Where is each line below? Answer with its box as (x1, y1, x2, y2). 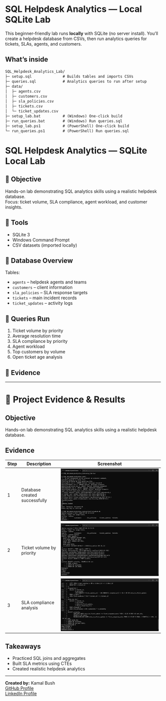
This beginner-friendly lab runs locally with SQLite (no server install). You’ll (5, 30, 158, 36)
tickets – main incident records (12, 295, 77, 301)
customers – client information (12, 284, 73, 290)
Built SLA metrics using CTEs (12, 660, 72, 667)
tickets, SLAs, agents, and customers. (5, 41, 83, 47)
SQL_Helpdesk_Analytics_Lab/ (5, 69, 65, 74)
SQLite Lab (5, 14, 51, 25)
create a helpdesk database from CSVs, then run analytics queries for (5, 36, 147, 42)
